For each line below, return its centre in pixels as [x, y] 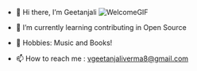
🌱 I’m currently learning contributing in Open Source [101, 27]
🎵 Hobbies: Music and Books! [64, 43]
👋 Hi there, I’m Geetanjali [56, 12]
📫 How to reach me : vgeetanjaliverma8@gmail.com [102, 58]
